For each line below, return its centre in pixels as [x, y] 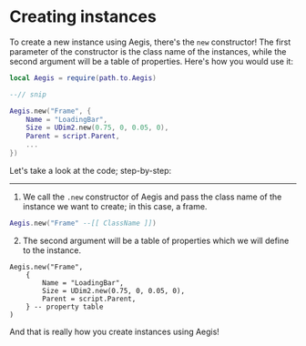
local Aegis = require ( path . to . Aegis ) [83, 78]
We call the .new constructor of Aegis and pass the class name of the [152, 197]
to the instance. [52, 250]
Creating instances [83, 17]
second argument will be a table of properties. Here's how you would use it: [152, 61]
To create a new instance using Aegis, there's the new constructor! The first [150, 42]
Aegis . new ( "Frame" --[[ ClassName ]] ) [83, 223]
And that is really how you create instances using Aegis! [115, 331]
